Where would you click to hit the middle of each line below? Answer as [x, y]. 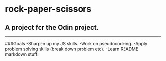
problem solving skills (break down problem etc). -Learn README [72, 49]
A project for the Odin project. [52, 27]
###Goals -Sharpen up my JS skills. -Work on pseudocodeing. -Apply [76, 44]
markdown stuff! [22, 54]
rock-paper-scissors [48, 9]
